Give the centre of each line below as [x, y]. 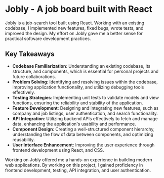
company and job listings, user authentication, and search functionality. [85, 113]
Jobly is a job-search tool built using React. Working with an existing [75, 23]
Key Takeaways [30, 54]
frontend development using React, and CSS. [58, 150]
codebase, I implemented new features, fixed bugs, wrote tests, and [74, 28]
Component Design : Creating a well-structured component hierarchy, [83, 129]
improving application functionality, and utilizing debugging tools [78, 87]
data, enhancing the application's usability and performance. [74, 124]
